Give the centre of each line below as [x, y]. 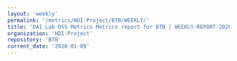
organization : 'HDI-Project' [50, 33]
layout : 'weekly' [33, 14]
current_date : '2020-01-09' [49, 46]
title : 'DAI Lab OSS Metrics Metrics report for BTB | [90, 27]
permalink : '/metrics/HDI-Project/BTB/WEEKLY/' [79, 20]
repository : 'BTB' [34, 40]
